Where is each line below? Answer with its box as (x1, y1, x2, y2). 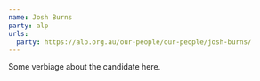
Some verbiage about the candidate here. (8, 62, 161, 72)
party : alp (8, 21, 49, 30)
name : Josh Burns (8, 12, 73, 22)
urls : (8, 29, 28, 38)
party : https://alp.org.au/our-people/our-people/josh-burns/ (16, 37, 252, 47)
